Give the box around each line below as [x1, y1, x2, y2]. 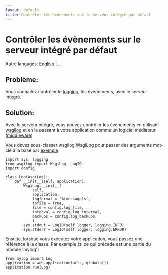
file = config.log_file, [32, 205, 84, 210]
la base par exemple [16, 147, 59, 153]
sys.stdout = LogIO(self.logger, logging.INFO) [23, 223, 124, 228]
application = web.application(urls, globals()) [5, 261, 109, 266]
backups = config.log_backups [32, 214, 95, 219]
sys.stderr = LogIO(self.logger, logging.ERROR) [23, 227, 127, 232]
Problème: [5, 75, 39, 84]
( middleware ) [5, 132, 33, 138]
